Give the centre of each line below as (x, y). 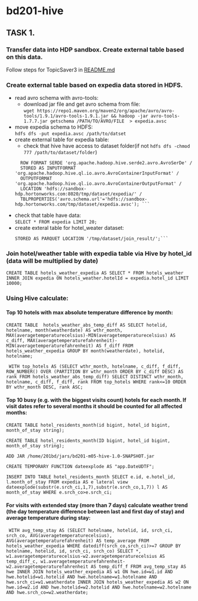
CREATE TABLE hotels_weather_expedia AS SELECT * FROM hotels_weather (95, 273)
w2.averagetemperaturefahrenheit (47, 567)
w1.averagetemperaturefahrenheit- (83, 561)
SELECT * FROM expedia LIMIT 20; (56, 222)
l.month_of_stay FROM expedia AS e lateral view (67, 482)
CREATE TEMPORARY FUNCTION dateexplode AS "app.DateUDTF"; (80, 466)
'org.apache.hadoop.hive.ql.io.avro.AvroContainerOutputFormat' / (98, 184)
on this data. (25, 57)
